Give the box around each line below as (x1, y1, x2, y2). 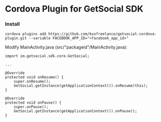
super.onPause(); (14, 105, 49, 109)
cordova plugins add (5, 31, 47, 37)
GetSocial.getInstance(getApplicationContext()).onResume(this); (14, 83, 148, 88)
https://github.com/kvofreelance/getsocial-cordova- (48, 31, 157, 37)
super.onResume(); (14, 79, 51, 84)
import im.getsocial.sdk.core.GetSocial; (5, 54, 90, 59)
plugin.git (5, 36, 27, 41)
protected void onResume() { (5, 75, 64, 80)
